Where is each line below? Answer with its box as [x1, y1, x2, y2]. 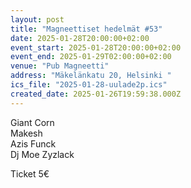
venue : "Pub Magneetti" [10, 61, 110, 71]
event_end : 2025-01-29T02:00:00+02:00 [10, 52, 172, 62]
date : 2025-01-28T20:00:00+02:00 [10, 33, 150, 43]
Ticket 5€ [10, 167, 50, 180]
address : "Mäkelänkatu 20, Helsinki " [10, 71, 172, 81]
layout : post [10, 14, 65, 25]
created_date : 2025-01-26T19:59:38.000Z [10, 89, 182, 99]
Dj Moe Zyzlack [10, 148, 75, 160]
